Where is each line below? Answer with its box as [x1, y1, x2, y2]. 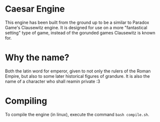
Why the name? [5, 52, 70, 63]
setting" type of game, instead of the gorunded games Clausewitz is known [5, 30, 156, 35]
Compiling [5, 96, 47, 106]
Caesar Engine [5, 3, 65, 15]
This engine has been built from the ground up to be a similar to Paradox [5, 19, 149, 25]
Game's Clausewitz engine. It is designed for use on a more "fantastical [5, 24, 147, 30]
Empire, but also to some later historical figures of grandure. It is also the [5, 73, 150, 79]
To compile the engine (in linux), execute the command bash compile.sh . [5, 111, 149, 117]
